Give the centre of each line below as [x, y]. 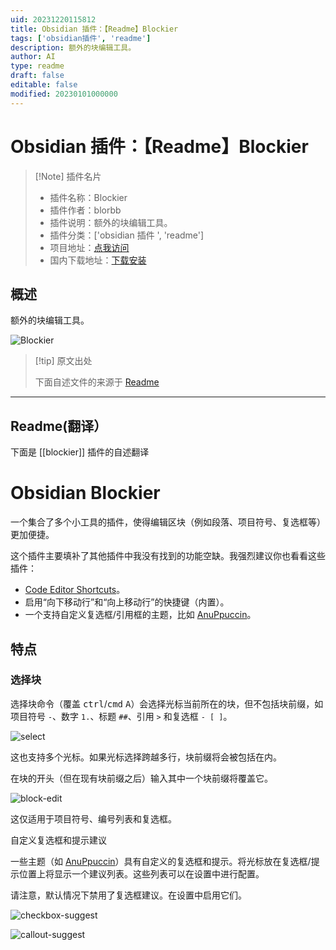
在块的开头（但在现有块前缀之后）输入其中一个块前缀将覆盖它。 [141, 778]
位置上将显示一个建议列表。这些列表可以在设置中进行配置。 [141, 873]
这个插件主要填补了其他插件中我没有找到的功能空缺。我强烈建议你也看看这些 [168, 556]
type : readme [37, 66]
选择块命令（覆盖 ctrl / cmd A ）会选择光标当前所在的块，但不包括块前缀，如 [167, 703]
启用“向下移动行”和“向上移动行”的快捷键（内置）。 [127, 602]
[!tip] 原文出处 [63, 361]
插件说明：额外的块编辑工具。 [111, 222]
